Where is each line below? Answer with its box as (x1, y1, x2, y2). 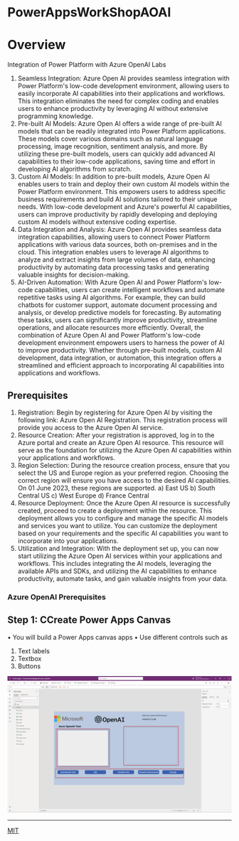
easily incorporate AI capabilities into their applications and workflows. (17, 90, 225, 98)
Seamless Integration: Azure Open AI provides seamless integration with (17, 74, 230, 82)
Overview (7, 37, 66, 53)
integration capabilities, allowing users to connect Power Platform (17, 232, 211, 242)
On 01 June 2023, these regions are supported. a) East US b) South (17, 483, 216, 492)
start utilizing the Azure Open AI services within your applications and (17, 552, 223, 560)
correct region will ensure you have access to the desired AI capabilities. (17, 476, 231, 484)
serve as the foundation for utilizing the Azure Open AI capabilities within (17, 446, 232, 454)
